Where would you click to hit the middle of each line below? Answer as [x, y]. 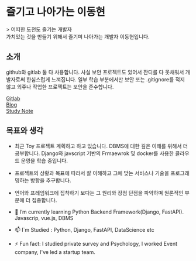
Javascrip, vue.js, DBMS [44, 218]
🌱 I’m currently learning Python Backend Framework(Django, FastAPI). [99, 212]
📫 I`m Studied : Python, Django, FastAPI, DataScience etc [84, 229]
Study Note [20, 111]
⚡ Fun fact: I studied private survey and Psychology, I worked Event [96, 243]
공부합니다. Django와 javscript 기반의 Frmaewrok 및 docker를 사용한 [94, 153]
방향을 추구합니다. [51, 180]
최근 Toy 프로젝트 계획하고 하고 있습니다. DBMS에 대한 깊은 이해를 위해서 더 [101, 146]
